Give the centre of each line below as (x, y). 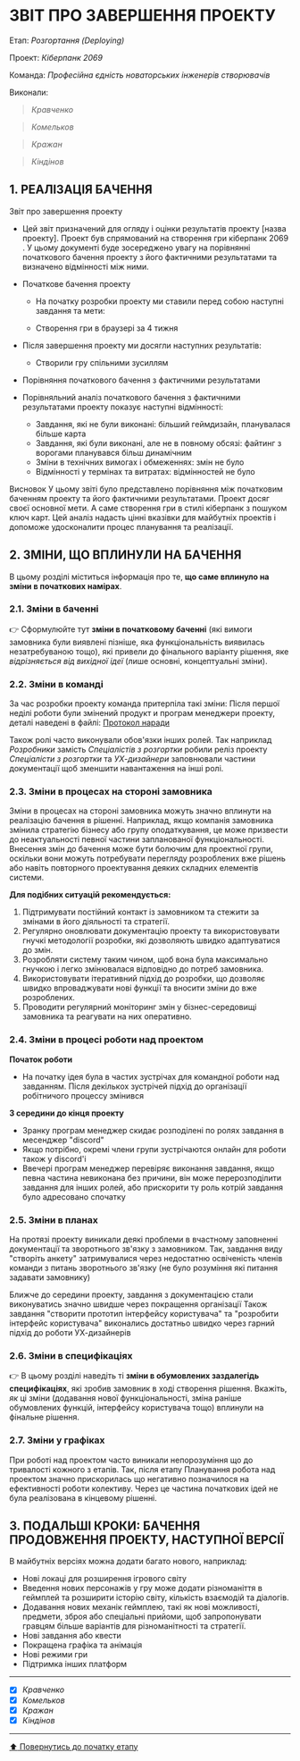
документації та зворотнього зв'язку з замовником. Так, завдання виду (146, 1249)
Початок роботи (41, 1059)
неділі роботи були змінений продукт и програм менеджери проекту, (142, 713)
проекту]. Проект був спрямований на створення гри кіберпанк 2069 (155, 238)
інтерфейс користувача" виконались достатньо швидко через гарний (142, 1323)
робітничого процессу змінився (83, 1095)
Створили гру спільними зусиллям (102, 362)
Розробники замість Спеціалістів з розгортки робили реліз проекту (138, 750)
